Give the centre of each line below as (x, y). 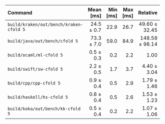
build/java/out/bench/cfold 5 (43, 41)
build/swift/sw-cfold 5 (35, 69)
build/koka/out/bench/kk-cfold (44, 109)
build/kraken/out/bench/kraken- (45, 25)
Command (20, 13)
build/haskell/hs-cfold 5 (38, 97)
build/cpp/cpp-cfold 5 (34, 83)
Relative (148, 13)
